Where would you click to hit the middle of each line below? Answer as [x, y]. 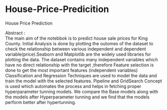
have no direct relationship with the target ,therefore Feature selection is [79, 65]
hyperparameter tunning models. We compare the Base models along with [82, 91]
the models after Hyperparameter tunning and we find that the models [77, 97]
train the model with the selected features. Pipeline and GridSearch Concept [84, 81]
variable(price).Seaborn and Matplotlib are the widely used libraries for [78, 54]
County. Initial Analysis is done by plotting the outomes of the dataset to [79, 43]
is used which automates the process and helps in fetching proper [73, 86]
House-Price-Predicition [57, 9]
